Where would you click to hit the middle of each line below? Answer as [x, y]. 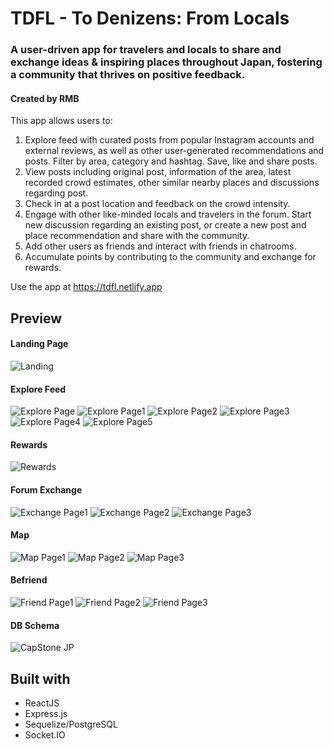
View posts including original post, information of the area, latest [158, 172]
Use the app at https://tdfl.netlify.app [86, 287]
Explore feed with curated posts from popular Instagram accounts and [169, 140]
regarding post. [56, 193]
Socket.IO [45, 734]
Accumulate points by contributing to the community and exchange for [170, 257]
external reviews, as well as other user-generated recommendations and [174, 151]
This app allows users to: [61, 121]
